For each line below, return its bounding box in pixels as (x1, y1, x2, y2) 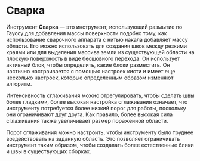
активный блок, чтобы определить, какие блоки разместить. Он (6, 61, 170, 69)
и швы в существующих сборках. (6, 147, 91, 155)
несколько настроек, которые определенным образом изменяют (6, 74, 174, 81)
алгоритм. (6, 80, 32, 87)
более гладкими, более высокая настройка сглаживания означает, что (6, 98, 188, 105)
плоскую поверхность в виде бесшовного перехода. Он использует (6, 55, 180, 62)
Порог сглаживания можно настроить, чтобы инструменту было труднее (6, 129, 194, 136)
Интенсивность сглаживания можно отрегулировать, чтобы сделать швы (6, 92, 195, 99)
